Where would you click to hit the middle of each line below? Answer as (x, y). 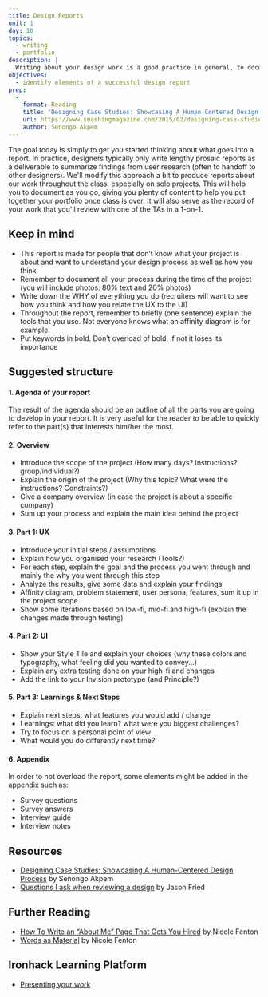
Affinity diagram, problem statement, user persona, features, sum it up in (139, 592)
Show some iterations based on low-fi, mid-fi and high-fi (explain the (133, 609)
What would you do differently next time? (87, 740)
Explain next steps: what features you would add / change (115, 714)
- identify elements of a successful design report (103, 82)
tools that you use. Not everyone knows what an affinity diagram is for (135, 321)
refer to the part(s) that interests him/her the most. (91, 427)
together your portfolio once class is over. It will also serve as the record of (131, 200)
